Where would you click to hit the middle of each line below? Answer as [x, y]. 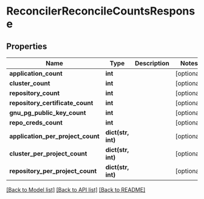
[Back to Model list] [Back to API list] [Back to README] [76, 190]
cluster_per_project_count [48, 154]
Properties [27, 46]
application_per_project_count [55, 136]
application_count [36, 73]
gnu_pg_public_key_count [48, 113]
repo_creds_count [36, 122]
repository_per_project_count [53, 171]
